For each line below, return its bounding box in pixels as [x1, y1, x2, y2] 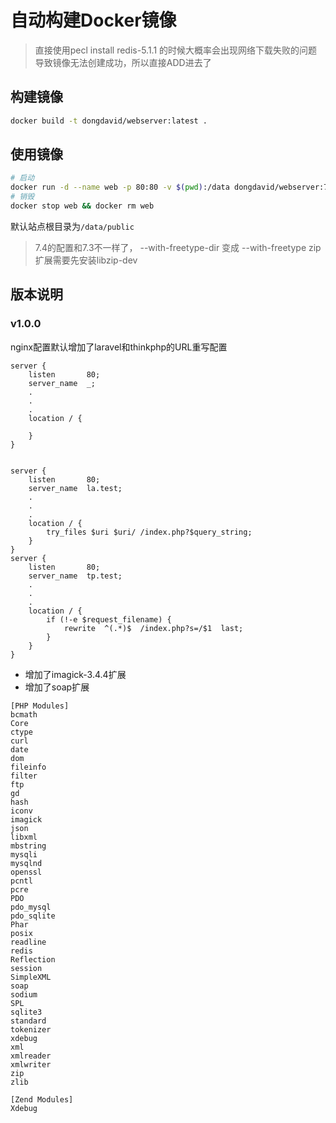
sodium [10, 989, 38, 1000]
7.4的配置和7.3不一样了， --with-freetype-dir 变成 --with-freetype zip [34, 241, 322, 253]
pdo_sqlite [10, 911, 56, 921]
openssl [10, 867, 43, 877]
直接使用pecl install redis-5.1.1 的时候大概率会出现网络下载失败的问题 [34, 44, 318, 56]
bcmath [10, 709, 38, 720]
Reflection [10, 954, 56, 965]
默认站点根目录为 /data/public [10, 220, 135, 232]
